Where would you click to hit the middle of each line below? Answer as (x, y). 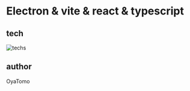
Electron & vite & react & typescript (95, 11)
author (19, 67)
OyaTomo (18, 81)
